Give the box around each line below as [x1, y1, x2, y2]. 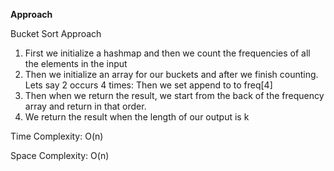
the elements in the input [24, 58, 128, 69]
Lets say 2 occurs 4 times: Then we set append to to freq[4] [24, 79, 273, 91]
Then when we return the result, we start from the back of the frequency [24, 90, 325, 101]
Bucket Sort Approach [10, 28, 102, 39]
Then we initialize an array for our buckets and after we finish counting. [24, 69, 319, 80]
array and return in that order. [24, 100, 147, 112]
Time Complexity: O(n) [10, 130, 104, 142]
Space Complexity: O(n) [10, 150, 110, 161]
